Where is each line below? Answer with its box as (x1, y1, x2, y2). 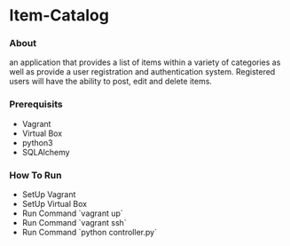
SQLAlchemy (21, 147, 70, 157)
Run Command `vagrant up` (21, 208, 124, 218)
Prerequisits (9, 99, 64, 111)
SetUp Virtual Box (21, 199, 87, 210)
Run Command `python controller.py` (21, 227, 158, 238)
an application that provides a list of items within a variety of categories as (9, 57, 281, 67)
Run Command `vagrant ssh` (21, 218, 127, 228)
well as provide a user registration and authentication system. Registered (9, 67, 276, 77)
